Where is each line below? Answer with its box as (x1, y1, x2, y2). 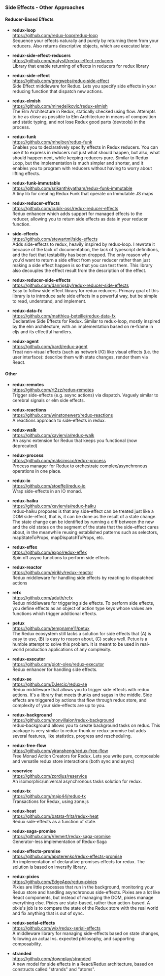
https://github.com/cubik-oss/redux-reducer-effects (12, 206, 119, 212)
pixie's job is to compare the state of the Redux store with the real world (12, 905, 159, 911)
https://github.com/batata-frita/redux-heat (12, 813, 99, 819)
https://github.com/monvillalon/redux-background (12, 717, 114, 723)
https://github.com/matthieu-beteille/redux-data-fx (12, 313, 116, 319)
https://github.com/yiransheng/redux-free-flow (12, 748, 108, 754)
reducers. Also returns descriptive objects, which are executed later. (12, 43, 151, 49)
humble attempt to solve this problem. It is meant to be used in (12, 641, 139, 647)
